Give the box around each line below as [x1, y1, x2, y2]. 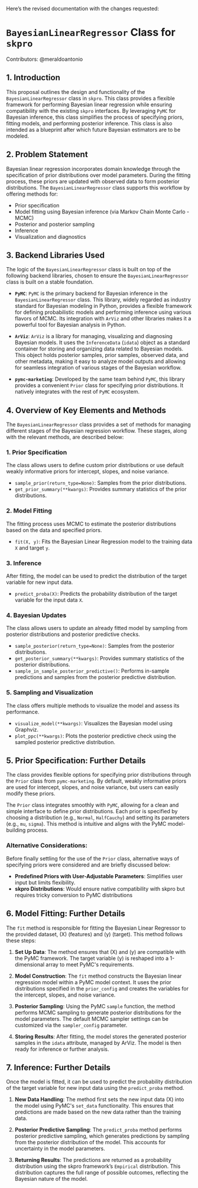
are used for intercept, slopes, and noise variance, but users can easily [6, 784, 179, 791]
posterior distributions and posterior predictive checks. [6, 631, 140, 638]
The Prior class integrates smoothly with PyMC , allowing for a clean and [6, 801, 179, 809]
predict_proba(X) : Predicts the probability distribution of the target [14, 590, 177, 598]
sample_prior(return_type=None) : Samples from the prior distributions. [14, 479, 187, 486]
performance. [6, 708, 40, 715]
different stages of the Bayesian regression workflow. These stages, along [6, 427, 187, 434]
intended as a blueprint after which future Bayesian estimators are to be [6, 126, 181, 133]
